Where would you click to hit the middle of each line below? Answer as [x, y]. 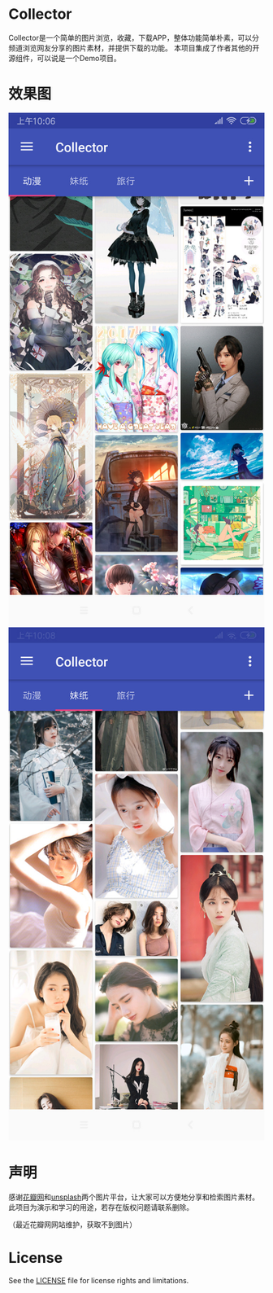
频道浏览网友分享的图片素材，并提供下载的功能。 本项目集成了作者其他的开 [134, 48]
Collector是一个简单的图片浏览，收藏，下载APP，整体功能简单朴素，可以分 [134, 37]
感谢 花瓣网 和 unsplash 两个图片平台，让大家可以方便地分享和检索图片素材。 [134, 1197]
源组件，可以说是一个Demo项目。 [65, 58]
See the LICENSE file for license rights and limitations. [99, 1280]
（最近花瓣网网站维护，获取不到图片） [72, 1224]
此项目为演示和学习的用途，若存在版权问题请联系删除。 [101, 1207]
